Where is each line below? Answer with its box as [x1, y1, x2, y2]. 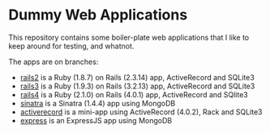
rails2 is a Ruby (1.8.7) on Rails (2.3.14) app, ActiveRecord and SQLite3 [19, 72, 255, 82]
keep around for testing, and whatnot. [8, 41, 135, 50]
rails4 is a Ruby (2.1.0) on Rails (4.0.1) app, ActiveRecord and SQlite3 [19, 89, 249, 99]
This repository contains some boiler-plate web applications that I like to [8, 32, 250, 42]
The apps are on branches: [8, 57, 99, 66]
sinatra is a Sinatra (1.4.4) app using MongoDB [19, 98, 176, 108]
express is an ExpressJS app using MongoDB [19, 115, 173, 125]
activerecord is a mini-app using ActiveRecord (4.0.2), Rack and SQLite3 [19, 107, 263, 117]
